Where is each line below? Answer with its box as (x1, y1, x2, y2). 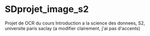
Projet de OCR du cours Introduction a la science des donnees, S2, (5, 20, 145, 26)
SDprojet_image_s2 (5, 3, 89, 15)
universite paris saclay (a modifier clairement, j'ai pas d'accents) (5, 25, 141, 31)
